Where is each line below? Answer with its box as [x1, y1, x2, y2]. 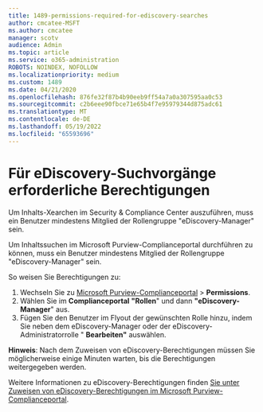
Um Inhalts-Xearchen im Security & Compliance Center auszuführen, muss [8, 208, 253, 217]
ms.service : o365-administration [8, 56, 120, 64]
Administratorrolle [19, 329, 80, 339]
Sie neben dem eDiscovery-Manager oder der [19, 321, 171, 331]
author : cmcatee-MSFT [8, 19, 80, 27]
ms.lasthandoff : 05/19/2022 [8, 122, 102, 130]
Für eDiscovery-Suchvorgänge [8, 164, 217, 182]
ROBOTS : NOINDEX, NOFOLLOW [8, 64, 98, 72]
